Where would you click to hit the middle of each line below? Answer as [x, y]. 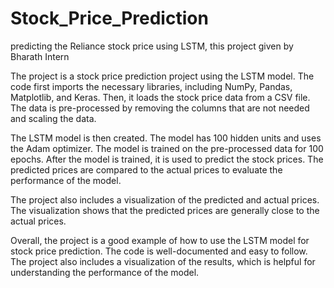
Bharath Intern [40, 56]
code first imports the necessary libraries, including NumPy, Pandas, [151, 86]
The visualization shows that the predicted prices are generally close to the [165, 210]
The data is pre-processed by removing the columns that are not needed [160, 108]
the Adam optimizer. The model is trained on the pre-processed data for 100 [167, 148]
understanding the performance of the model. [105, 272]
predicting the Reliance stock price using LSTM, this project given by [152, 46]
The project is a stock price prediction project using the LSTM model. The [162, 76]
